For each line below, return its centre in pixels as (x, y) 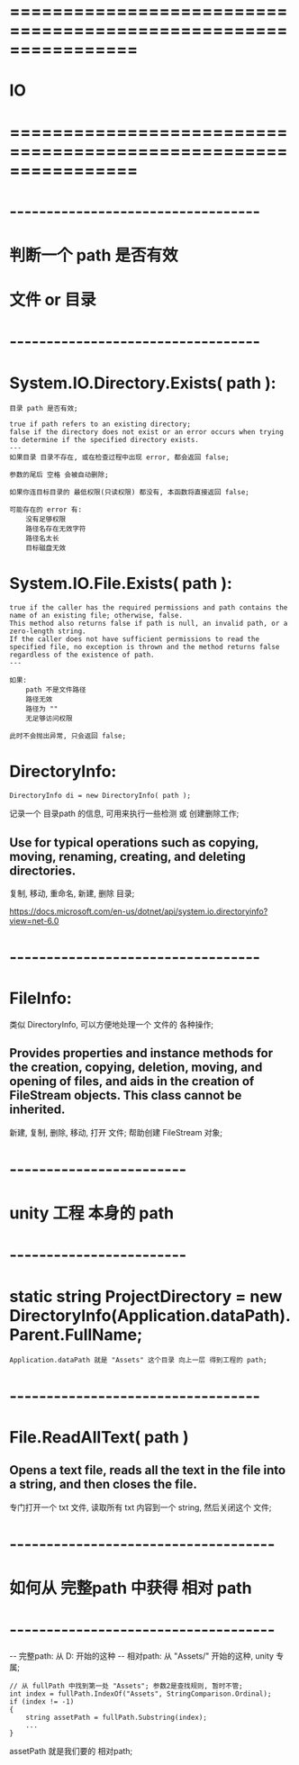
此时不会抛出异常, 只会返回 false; (68, 736)
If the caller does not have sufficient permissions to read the (134, 639)
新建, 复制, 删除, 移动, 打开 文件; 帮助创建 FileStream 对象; (116, 1132)
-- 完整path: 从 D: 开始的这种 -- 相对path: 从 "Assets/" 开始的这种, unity (142, 1656)
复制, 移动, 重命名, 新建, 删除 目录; (72, 893)
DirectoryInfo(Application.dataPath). (150, 1315)
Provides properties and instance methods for (141, 1053)
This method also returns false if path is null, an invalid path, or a (149, 624)
